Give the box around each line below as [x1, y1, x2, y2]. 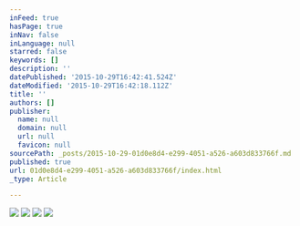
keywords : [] [9, 56, 59, 65]
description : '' [9, 65, 71, 74]
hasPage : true [9, 22, 64, 31]
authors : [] [9, 98, 55, 108]
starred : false [9, 47, 67, 56]
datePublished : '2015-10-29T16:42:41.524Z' [9, 73, 178, 82]
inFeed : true [9, 13, 59, 23]
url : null [17, 132, 55, 141]
